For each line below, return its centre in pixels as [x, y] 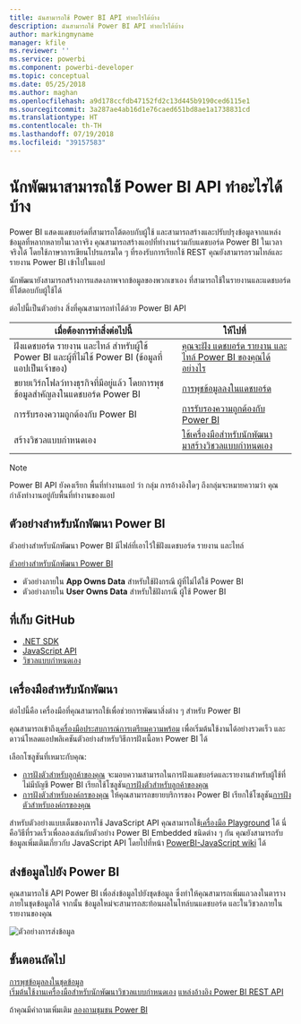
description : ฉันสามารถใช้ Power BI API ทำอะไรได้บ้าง [96, 26]
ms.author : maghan [43, 92]
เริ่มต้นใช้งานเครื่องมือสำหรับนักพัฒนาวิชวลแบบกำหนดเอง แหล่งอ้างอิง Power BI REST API [146, 992]
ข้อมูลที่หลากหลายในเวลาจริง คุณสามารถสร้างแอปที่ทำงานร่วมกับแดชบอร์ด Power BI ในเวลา [146, 242]
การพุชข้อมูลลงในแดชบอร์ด [227, 388]
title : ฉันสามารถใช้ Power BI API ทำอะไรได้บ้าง [84, 17]
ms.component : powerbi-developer [72, 68]
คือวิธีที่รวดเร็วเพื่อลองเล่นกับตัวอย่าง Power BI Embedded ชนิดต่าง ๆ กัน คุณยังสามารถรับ [146, 833]
